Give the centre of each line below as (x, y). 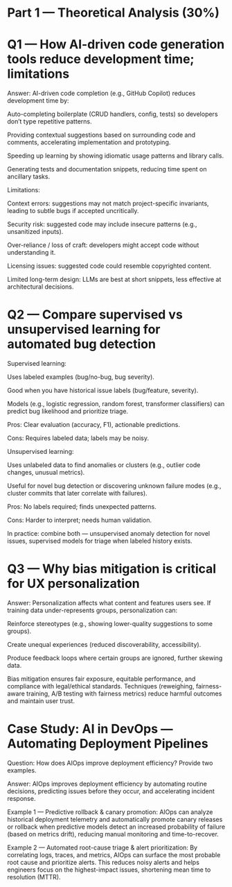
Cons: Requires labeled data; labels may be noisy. (78, 438)
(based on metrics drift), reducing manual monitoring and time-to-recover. (113, 834)
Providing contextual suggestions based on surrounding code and (101, 135)
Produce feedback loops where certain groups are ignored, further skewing (115, 658)
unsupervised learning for (84, 329)
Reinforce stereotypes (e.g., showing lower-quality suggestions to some (110, 624)
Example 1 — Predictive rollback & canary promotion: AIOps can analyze (110, 812)
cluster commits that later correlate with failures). (77, 493)
